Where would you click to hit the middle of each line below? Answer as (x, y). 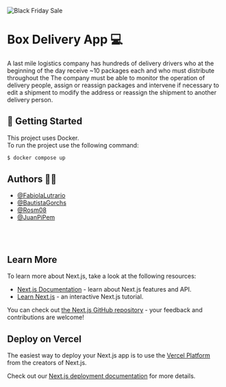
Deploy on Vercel (45, 339)
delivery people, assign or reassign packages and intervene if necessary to (113, 85)
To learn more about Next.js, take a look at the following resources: (102, 276)
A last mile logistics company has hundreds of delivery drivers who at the (111, 63)
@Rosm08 (32, 210)
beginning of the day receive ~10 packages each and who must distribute (111, 70)
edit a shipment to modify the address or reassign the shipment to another (112, 92)
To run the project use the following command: (73, 145)
